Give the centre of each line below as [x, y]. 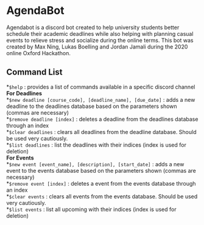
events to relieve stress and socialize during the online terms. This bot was [100, 40]
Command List [34, 72]
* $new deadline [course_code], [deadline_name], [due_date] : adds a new [101, 99]
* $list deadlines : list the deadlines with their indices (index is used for [97, 145]
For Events [20, 158]
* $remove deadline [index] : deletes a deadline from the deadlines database [102, 119]
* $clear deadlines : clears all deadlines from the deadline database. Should [101, 132]
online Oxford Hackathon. [39, 53]
